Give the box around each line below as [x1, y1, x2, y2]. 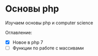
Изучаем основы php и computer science [5, 20, 93, 26]
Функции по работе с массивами [12, 45, 84, 51]
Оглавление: [5, 29, 33, 35]
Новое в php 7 [12, 39, 44, 45]
